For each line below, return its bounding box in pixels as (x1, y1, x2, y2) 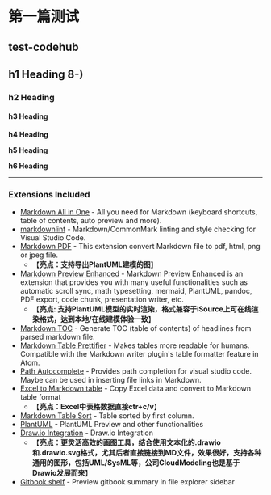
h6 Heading (8, 161, 48, 171)
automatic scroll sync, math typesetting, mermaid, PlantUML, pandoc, (19, 286, 252, 296)
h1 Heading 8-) (8, 67, 84, 81)
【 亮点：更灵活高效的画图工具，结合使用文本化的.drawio (31, 438, 222, 447)
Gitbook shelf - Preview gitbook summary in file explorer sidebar (19, 477, 236, 487)
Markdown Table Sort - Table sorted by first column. (19, 411, 195, 421)
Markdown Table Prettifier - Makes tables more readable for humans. (19, 341, 250, 350)
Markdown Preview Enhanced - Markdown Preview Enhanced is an (19, 269, 244, 279)
